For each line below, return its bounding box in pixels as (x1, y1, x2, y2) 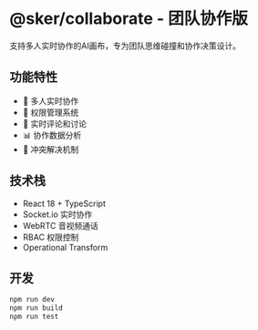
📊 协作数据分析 (22, 129, 82, 140)
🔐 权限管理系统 (22, 107, 79, 118)
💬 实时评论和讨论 (22, 118, 87, 129)
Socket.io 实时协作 (22, 209, 93, 220)
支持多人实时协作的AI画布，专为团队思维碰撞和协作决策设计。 (9, 40, 242, 51)
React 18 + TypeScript (22, 198, 107, 209)
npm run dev (9, 295, 55, 304)
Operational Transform (22, 242, 108, 253)
